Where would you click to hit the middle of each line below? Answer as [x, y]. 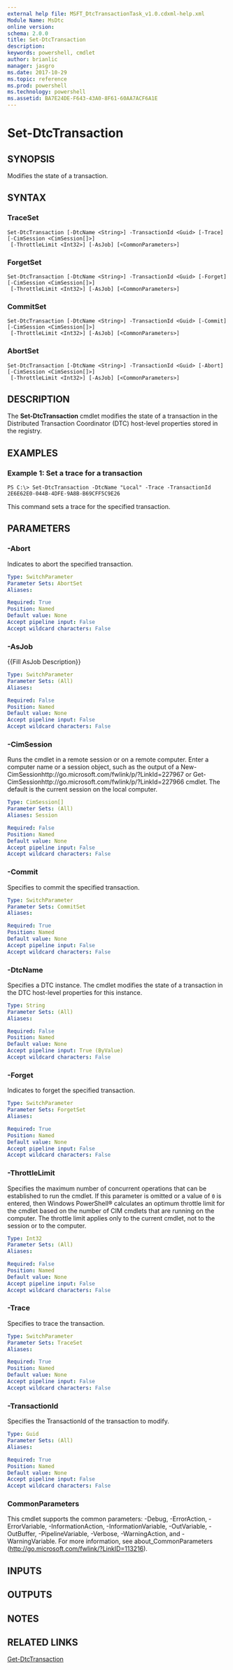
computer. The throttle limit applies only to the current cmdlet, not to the [111, 1218]
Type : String [26, 1005]
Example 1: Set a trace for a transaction [75, 473]
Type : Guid [23, 1434]
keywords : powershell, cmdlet [51, 53]
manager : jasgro [31, 66]
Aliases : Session [33, 815]
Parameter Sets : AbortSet [45, 583]
